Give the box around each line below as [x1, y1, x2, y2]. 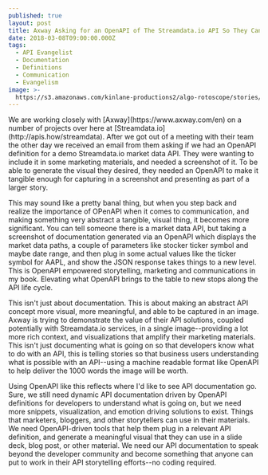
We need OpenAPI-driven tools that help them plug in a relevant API [8, 424, 231, 434]
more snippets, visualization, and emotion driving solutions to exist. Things [8, 407, 254, 417]
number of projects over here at [8, 124, 113, 133]
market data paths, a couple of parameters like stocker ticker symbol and [8, 241, 249, 250]
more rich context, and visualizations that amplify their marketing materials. [8, 332, 256, 342]
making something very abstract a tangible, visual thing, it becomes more [8, 215, 250, 225]
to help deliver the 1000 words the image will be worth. [8, 366, 189, 375]
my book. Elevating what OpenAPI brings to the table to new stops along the [8, 274, 258, 284]
